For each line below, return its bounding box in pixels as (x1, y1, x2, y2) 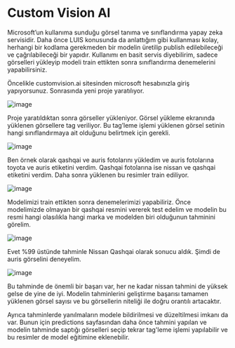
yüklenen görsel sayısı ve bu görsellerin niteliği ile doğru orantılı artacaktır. (7, 297, 222, 305)
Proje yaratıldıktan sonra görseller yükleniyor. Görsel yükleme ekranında (7, 114, 215, 122)
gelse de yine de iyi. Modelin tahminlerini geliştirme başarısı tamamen (7, 289, 209, 297)
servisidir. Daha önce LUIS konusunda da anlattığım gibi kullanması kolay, (7, 35, 220, 43)
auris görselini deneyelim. (7, 255, 82, 263)
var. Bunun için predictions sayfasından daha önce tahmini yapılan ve (7, 318, 207, 326)
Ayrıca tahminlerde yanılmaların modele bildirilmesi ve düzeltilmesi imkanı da (7, 310, 229, 319)
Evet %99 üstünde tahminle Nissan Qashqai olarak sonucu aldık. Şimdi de (7, 247, 221, 255)
